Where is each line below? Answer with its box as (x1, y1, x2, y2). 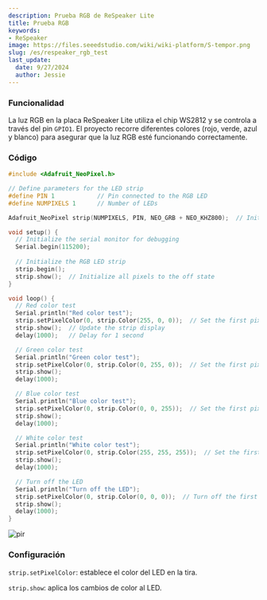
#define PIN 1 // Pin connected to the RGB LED (8, 192, 208, 200)
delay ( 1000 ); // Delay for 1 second (15, 331, 145, 339)
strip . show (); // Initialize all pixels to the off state (15, 273, 215, 280)
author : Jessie (15, 71, 66, 79)
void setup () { (8, 228, 59, 236)
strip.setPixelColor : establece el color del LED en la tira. (8, 567, 198, 577)
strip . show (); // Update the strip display (15, 324, 165, 332)
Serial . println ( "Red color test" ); (15, 309, 133, 317)
